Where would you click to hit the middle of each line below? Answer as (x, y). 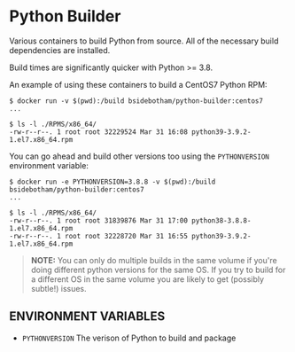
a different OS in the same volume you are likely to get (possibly (147, 279)
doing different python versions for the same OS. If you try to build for (158, 270)
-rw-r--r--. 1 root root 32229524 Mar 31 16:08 (99, 132)
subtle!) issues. (58, 288)
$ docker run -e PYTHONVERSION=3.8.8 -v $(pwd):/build (113, 182)
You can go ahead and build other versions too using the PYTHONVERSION (140, 156)
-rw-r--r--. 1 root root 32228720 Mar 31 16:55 (99, 236)
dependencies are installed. (60, 50)
